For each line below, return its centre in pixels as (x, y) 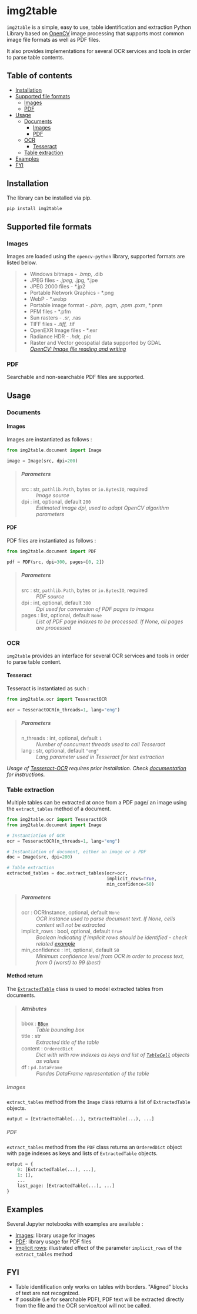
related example (55, 943)
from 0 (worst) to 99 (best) (68, 962)
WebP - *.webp (48, 299)
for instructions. (26, 774)
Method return (25, 976)
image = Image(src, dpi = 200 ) (42, 461)
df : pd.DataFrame (42, 1067)
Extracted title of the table (67, 1042)
